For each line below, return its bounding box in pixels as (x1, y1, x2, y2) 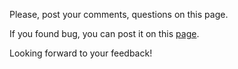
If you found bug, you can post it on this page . (9, 28, 200, 39)
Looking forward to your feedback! (9, 47, 153, 59)
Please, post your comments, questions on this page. (9, 9, 229, 20)
